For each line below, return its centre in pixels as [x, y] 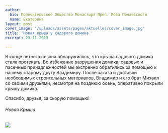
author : [13, 10]
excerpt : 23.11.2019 [27, 38]
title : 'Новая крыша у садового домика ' [49, 33]
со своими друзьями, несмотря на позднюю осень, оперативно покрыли [84, 83]
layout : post [19, 24]
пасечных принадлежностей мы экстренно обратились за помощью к [81, 67]
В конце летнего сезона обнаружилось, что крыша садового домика [79, 56]
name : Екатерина [27, 19]
